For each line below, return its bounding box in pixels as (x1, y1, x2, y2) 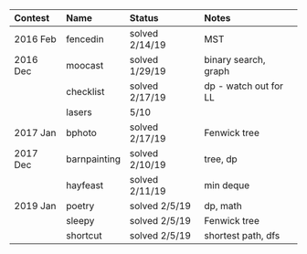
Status (129, 12, 159, 24)
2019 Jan (14, 200, 57, 212)
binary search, (204, 54, 267, 66)
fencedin (66, 33, 104, 45)
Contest (14, 12, 50, 24)
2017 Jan (14, 127, 57, 139)
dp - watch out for (204, 79, 284, 92)
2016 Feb (14, 33, 57, 45)
